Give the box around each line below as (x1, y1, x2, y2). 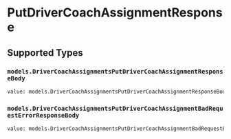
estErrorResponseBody (7, 111, 80, 119)
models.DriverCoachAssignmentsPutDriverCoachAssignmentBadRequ (7, 105, 223, 112)
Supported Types (7, 47, 84, 58)
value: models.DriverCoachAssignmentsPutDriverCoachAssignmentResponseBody (7, 88, 229, 95)
